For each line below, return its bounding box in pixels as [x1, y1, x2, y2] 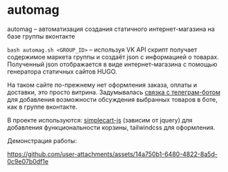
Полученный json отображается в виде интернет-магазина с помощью [7, 60, 218, 68]
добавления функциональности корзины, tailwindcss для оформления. [7, 123, 216, 131]
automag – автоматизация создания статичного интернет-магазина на [7, 25, 216, 33]
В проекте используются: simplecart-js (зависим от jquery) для [7, 116, 193, 124]
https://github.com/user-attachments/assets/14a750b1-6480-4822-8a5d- [7, 150, 218, 158]
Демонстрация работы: [7, 136, 77, 144]
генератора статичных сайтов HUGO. [7, 67, 117, 76]
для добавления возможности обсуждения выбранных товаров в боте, [7, 95, 218, 103]
